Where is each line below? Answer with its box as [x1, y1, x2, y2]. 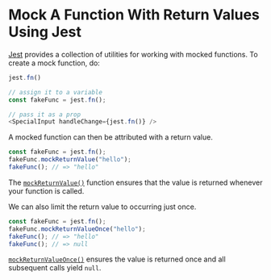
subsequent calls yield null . [8, 263, 102, 273]
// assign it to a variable [8, 88, 103, 96]
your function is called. [8, 186, 85, 195]
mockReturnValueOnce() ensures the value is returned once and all [8, 254, 226, 264]
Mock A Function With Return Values [8, 6, 261, 24]
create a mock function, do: [8, 58, 101, 68]
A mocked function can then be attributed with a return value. [8, 132, 214, 142]
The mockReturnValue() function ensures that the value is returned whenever [8, 178, 263, 187]
